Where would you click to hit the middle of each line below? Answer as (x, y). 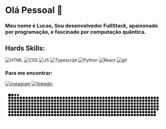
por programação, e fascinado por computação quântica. (76, 32)
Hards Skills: (25, 48)
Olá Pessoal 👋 (34, 10)
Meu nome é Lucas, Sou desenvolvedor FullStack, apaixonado (82, 26)
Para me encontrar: (29, 73)
